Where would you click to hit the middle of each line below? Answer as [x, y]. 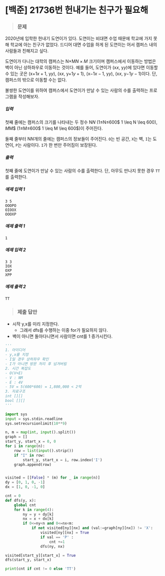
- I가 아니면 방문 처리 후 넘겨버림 [36, 364]
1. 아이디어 [15, 350]
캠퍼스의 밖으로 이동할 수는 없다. [36, 80]
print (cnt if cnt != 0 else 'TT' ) [41, 569]
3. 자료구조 [15, 392]
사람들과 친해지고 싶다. [27, 51]
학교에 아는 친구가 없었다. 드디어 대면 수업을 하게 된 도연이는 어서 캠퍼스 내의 [84, 44]
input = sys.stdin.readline [34, 419]
